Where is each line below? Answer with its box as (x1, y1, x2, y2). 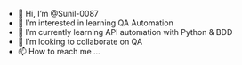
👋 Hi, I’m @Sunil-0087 (17, 9, 100, 18)
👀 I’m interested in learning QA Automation (17, 18, 173, 28)
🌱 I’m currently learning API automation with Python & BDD (17, 27, 233, 37)
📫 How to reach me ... (17, 47, 101, 56)
